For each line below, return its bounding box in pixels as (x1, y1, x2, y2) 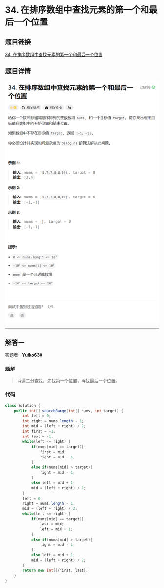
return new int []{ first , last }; (22, 568, 89, 573)
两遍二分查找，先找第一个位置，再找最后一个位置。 (17, 377, 120, 384)
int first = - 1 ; (22, 429, 56, 434)
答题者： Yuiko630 (5, 352, 43, 358)
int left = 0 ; (22, 414, 51, 418)
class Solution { (5, 403, 41, 408)
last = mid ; (40, 522, 64, 527)
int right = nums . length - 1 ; (22, 418, 84, 423)
